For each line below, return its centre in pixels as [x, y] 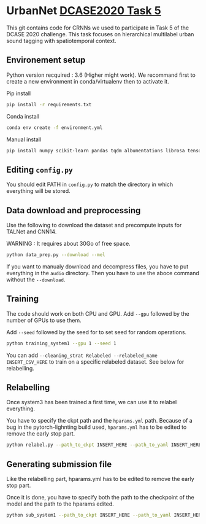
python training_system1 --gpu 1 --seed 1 [61, 343]
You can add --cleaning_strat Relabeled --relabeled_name [82, 355]
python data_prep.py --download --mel [56, 255]
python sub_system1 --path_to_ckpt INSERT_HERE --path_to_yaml [89, 515]
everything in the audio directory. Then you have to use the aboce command [103, 273]
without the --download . [36, 280]
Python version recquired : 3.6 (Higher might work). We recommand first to [101, 75]
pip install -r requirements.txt [49, 104]
